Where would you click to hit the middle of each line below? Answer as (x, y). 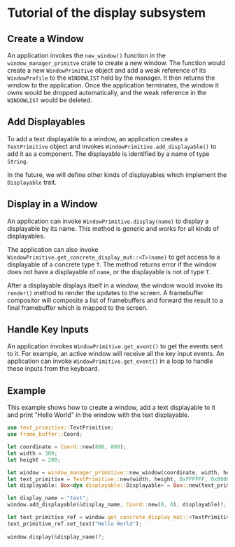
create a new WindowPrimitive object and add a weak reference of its (107, 70)
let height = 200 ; (34, 460)
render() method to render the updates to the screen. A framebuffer (106, 292)
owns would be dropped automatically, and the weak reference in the (107, 93)
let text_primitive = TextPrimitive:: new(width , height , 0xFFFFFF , (108, 479)
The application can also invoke (53, 249)
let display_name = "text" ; (48, 498)
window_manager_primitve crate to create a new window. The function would (116, 63)
